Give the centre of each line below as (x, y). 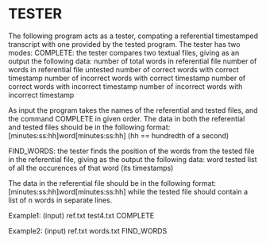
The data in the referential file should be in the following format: (112, 183)
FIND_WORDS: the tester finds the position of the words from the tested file (131, 151)
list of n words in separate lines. (60, 200)
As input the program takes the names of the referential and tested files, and (133, 110)
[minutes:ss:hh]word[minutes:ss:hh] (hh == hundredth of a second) (119, 135)
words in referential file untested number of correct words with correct (124, 69)
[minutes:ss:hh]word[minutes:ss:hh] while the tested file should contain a (128, 191)
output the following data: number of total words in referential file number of (133, 61)
